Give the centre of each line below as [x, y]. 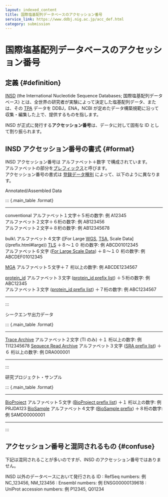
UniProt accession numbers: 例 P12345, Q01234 [55, 489]
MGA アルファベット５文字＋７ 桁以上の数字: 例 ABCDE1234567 [71, 267]
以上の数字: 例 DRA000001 [42, 352]
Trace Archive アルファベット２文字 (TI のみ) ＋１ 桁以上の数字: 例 [73, 340]
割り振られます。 [27, 131]
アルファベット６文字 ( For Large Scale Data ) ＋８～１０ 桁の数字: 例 [75, 251]
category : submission [28, 24]
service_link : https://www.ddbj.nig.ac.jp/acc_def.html [64, 19]
